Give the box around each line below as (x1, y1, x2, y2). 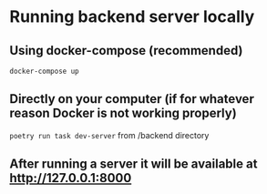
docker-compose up (9, 66, 79, 76)
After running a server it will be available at (9, 157, 258, 172)
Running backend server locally (9, 6, 255, 27)
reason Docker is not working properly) (9, 106, 237, 121)
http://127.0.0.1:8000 (9, 170, 132, 186)
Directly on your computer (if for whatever (9, 91, 255, 107)
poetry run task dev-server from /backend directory (9, 129, 210, 140)
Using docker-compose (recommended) (9, 43, 243, 58)
